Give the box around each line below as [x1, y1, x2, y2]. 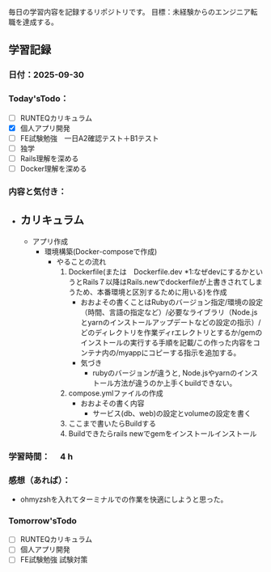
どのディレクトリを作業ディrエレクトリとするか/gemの [80, 327, 263, 337]
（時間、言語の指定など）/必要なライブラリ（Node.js [80, 307, 258, 317]
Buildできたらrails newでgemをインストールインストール [68, 428, 257, 439]
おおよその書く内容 [80, 398, 145, 408]
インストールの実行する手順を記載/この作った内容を [80, 337, 253, 347]
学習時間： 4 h [8, 451, 74, 462]
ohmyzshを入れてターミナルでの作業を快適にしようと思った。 [19, 494, 228, 504]
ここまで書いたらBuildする [68, 418, 156, 428]
